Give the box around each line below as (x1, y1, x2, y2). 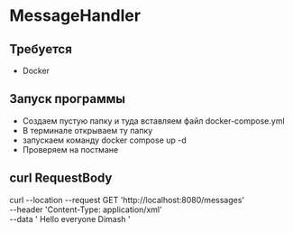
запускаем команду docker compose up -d (22, 135, 187, 145)
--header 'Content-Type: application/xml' (9, 204, 162, 215)
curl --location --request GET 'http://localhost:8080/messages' (9, 194, 245, 205)
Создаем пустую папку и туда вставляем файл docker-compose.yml (22, 115, 286, 126)
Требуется (9, 42, 72, 57)
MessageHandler (9, 5, 142, 26)
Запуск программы (9, 91, 126, 107)
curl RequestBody (9, 171, 113, 186)
